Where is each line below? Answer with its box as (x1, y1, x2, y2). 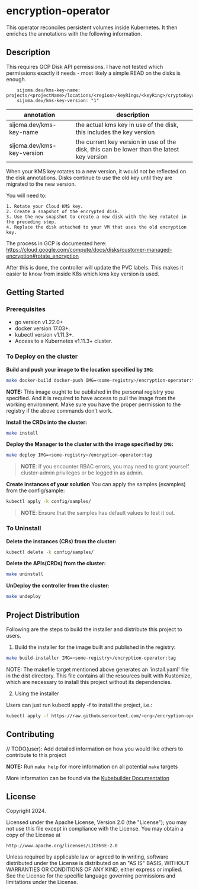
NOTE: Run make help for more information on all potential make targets (6, 763, 178, 770)
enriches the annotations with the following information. (6, 30, 142, 37)
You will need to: (6, 192, 47, 199)
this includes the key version (75, 128, 155, 136)
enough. (6, 75, 27, 83)
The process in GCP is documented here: (6, 239, 107, 247)
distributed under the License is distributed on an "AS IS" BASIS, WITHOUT (6, 860, 190, 867)
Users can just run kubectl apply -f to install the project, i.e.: (6, 701, 153, 708)
